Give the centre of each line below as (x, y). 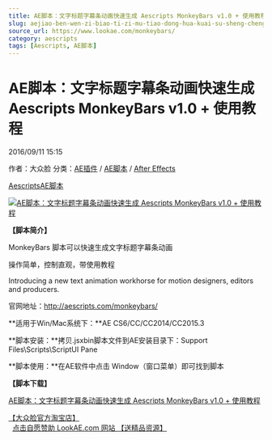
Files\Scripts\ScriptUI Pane (53, 349)
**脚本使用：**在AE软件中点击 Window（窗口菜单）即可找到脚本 (116, 366)
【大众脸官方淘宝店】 (44, 418)
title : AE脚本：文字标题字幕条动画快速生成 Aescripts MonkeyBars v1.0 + (124, 16)
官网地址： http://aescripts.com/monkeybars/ (83, 306)
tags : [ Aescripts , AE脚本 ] (53, 46)
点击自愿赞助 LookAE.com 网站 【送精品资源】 (89, 428)
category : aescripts (43, 38)
